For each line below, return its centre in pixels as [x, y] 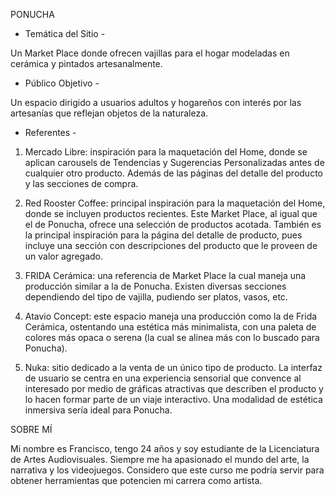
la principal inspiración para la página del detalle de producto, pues [163, 235]
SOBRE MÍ [31, 429]
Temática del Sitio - [65, 33]
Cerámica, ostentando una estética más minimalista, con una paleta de [170, 327]
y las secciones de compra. [81, 183]
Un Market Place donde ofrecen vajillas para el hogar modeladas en [150, 53]
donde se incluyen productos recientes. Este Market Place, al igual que [171, 213]
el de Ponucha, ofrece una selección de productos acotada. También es [173, 224]
